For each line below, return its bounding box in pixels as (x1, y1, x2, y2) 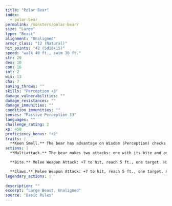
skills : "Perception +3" (5, 88, 58, 94)
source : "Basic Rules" (5, 193, 54, 198)
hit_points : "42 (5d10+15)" (5, 46, 66, 51)
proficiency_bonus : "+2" (5, 131, 58, 136)
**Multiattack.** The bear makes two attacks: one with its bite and (10, 151, 161, 156)
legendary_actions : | (5, 174, 52, 179)
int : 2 (5, 70, 19, 75)
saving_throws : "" (5, 84, 45, 89)
